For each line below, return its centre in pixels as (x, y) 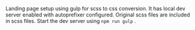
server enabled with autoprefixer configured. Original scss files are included (98, 15)
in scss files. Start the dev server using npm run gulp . (71, 21)
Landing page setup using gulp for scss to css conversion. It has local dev (95, 9)
